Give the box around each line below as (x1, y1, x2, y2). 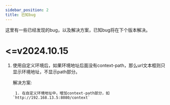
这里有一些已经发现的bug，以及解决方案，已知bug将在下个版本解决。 (5, 27, 151, 33)
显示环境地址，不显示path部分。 (12, 69, 80, 75)
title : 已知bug (5, 12, 36, 17)
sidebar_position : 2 (5, 7, 49, 13)
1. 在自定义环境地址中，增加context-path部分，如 (15, 91, 110, 96)
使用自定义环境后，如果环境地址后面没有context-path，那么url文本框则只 (12, 62, 165, 69)
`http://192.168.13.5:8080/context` (12, 95, 90, 100)
